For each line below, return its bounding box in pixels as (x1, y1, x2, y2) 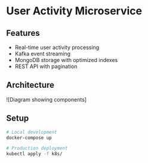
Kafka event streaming (14, 50, 70, 57)
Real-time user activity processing (14, 44, 100, 51)
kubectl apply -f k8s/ (6, 151, 63, 157)
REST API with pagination (14, 63, 78, 70)
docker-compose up (6, 134, 52, 141)
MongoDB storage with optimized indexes (14, 57, 118, 63)
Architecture (6, 80, 55, 90)
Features (6, 28, 40, 38)
